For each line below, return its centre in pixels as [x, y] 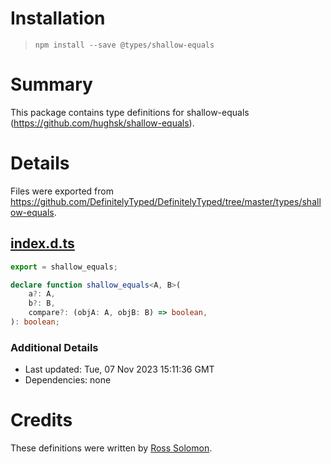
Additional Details [54, 347]
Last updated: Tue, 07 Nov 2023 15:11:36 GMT [119, 369]
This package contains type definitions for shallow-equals [130, 112]
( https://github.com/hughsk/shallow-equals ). [102, 123]
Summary [51, 84]
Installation [58, 18]
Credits [41, 420]
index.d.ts [42, 243]
